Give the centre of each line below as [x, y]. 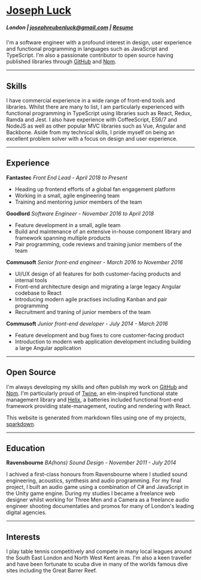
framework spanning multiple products [63, 238]
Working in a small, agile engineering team [67, 195]
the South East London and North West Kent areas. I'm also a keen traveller [99, 558]
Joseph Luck [39, 10]
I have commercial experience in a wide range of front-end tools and [91, 100]
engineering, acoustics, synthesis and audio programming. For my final [94, 481]
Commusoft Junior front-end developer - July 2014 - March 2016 [87, 324]
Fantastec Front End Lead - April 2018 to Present [67, 177]
